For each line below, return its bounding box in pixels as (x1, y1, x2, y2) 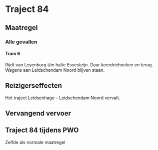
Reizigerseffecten (5, 81, 62, 90)
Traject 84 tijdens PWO (5, 126, 79, 135)
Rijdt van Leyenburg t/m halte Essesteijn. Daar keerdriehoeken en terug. (5, 61, 153, 68)
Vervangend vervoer (5, 109, 71, 118)
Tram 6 (5, 51, 20, 57)
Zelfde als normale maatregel (5, 139, 66, 145)
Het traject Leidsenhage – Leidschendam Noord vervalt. (5, 95, 120, 101)
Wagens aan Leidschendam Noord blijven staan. (5, 67, 105, 73)
